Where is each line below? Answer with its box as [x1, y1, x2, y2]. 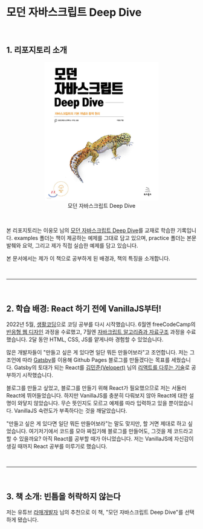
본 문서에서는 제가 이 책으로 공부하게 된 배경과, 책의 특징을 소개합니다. [6, 255, 170, 262]
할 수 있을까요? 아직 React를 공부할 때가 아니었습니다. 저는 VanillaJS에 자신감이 [6, 435, 194, 442]
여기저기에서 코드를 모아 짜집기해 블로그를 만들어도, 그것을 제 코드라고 [28, 428, 193, 435]
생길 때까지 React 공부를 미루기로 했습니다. [6, 443, 108, 450]
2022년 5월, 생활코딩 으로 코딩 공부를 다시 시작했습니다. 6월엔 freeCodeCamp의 [6, 321, 196, 328]
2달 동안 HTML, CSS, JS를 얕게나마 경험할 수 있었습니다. [28, 336, 164, 343]
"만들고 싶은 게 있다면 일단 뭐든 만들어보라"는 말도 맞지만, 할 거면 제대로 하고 [6, 420, 187, 427]
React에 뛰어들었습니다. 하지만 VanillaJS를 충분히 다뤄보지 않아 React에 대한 [6, 392, 188, 399]
